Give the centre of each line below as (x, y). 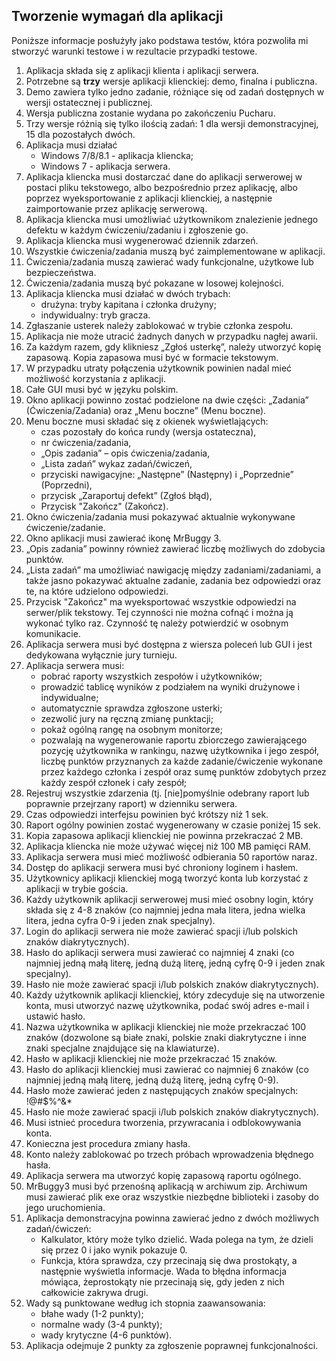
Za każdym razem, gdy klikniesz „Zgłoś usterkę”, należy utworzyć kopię (173, 346)
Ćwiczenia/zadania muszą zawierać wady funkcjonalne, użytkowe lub (169, 261)
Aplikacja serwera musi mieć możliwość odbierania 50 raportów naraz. (171, 856)
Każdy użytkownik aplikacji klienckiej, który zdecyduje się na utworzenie (175, 995)
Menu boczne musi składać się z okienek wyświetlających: (147, 421)
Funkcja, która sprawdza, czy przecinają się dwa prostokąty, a (169, 1260)
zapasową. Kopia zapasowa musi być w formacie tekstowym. (152, 357)
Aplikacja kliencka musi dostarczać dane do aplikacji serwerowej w (164, 176)
